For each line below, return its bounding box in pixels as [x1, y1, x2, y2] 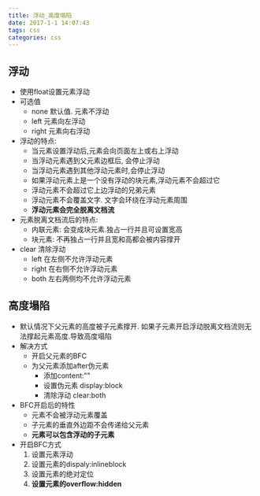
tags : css [8, 26, 41, 34]
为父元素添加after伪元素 [31, 361, 110, 370]
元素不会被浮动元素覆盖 [31, 410, 108, 420]
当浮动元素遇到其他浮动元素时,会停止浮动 [31, 166, 165, 176]
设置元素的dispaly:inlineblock [31, 459, 127, 468]
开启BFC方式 [19, 439, 61, 449]
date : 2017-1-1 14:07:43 [8, 19, 90, 27]
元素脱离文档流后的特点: [19, 215, 98, 224]
